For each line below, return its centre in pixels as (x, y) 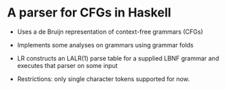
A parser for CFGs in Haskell (89, 13)
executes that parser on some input (67, 65)
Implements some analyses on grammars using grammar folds (105, 45)
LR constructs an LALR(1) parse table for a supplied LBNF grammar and (118, 58)
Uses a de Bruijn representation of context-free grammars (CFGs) (110, 32)
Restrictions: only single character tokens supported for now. (103, 79)
